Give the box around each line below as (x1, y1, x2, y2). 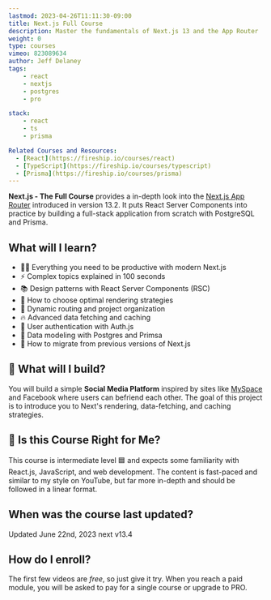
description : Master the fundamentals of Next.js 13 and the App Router (8, 27, 259, 35)
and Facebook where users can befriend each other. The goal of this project (8, 392, 263, 402)
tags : (8, 65, 27, 73)
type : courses (8, 42, 57, 50)
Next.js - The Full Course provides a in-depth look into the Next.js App (8, 191, 245, 201)
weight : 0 (8, 34, 42, 43)
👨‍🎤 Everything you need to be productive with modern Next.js (19, 263, 227, 272)
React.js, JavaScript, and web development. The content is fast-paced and (8, 467, 257, 477)
